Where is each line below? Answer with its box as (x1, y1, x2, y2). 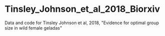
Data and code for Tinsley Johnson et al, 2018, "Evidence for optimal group (4, 20, 159, 26)
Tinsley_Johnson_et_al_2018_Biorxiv (4, 3, 160, 15)
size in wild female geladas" (4, 25, 62, 31)
